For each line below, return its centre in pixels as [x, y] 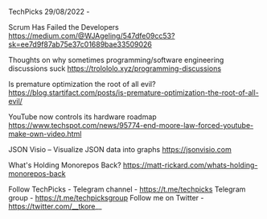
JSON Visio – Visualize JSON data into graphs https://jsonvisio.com [120, 149]
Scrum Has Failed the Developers [64, 27]
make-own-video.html [45, 134]
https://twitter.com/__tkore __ [55, 206]
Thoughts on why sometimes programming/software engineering [116, 60]
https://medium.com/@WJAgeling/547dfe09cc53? [92, 36]
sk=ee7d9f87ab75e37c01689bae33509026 [80, 44]
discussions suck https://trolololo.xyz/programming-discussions [115, 68]
